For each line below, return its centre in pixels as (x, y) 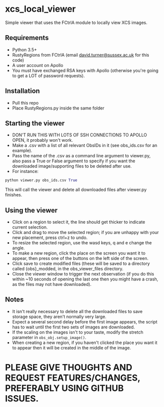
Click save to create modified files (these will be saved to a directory (81, 264)
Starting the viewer (35, 123)
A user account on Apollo (38, 65)
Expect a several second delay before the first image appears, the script (85, 321)
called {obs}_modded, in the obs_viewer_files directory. (68, 269)
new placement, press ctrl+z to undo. (50, 237)
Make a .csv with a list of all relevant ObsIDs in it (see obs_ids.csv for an (85, 146)
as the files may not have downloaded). (52, 284)
